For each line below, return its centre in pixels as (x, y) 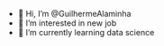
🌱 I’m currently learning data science (86, 32)
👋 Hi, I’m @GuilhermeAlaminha (74, 14)
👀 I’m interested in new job (67, 23)
